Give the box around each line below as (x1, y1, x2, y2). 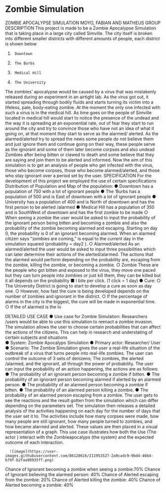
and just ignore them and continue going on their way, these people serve (5, 141, 156, 147)
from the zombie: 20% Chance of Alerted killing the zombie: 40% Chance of (5, 477, 161, 483)
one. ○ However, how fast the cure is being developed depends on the (5, 288, 150, 294)
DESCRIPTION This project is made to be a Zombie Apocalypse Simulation (5, 25, 157, 31)
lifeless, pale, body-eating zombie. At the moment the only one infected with (5, 104, 161, 110)
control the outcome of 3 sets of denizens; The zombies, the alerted (5, 355, 144, 361)
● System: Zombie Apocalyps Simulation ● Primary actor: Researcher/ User (5, 339, 161, 345)
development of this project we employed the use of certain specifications (5, 178, 157, 184)
